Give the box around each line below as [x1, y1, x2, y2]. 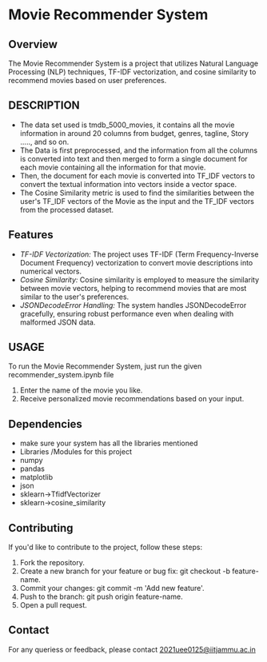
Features [8, 228, 54, 241]
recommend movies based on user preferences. [8, 76, 167, 85]
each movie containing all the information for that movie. [19, 162, 206, 172]
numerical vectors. [19, 266, 82, 276]
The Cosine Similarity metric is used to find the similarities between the [19, 188, 254, 197]
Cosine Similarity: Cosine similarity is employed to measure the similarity [19, 274, 260, 285]
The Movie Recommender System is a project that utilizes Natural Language [8, 58, 258, 68]
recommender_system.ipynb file [8, 370, 114, 380]
